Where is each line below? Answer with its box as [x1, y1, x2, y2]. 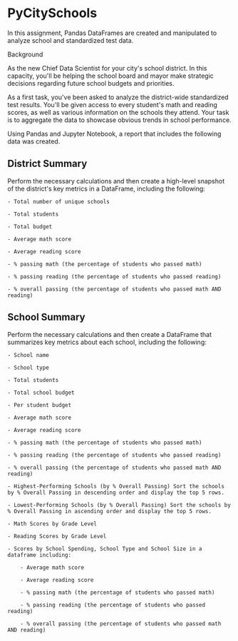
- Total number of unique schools [7, 198, 110, 205]
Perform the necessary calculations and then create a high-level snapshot [7, 176, 225, 185]
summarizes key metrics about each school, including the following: [7, 338, 207, 346]
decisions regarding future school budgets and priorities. [7, 79, 175, 87]
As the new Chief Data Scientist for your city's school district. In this [7, 64, 207, 72]
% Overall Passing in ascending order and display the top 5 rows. [7, 508, 212, 515]
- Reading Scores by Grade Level [7, 533, 107, 540]
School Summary [7, 311, 86, 323]
